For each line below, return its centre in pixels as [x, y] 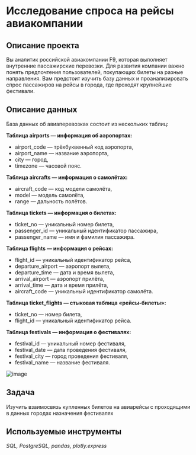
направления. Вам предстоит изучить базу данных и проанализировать [97, 78]
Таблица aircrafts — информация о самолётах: [67, 177]
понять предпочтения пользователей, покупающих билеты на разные [95, 72]
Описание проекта [43, 45]
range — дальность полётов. [51, 201]
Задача [20, 392]
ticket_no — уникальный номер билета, [64, 224]
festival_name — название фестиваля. [62, 362]
